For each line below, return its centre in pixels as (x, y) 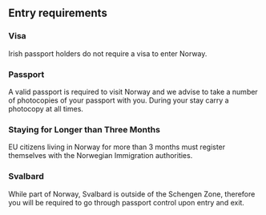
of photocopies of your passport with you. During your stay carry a (119, 100)
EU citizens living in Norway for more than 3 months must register (117, 147)
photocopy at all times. (46, 108)
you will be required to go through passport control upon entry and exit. (126, 202)
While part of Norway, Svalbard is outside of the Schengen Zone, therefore (132, 194)
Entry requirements (58, 13)
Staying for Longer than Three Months (84, 129)
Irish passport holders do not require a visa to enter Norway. (108, 53)
